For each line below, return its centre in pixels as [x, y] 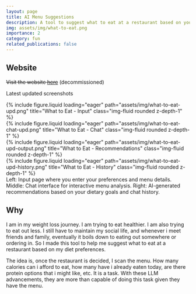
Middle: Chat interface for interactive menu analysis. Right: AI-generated [93, 186]
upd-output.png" [26, 148]
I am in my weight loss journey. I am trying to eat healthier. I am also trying [95, 224]
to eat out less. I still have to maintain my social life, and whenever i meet [94, 230]
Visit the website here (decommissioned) [55, 82]
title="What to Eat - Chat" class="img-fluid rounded [105, 129]
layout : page [22, 11]
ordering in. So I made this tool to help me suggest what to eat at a [86, 243]
